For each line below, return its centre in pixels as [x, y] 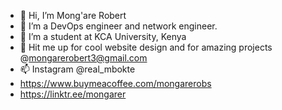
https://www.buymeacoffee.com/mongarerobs [115, 83]
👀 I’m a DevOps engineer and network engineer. [118, 26]
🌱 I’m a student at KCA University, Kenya [103, 36]
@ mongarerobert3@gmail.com [83, 58]
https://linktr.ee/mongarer [73, 94]
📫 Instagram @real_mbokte [77, 69]
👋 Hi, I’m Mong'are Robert [73, 15]
